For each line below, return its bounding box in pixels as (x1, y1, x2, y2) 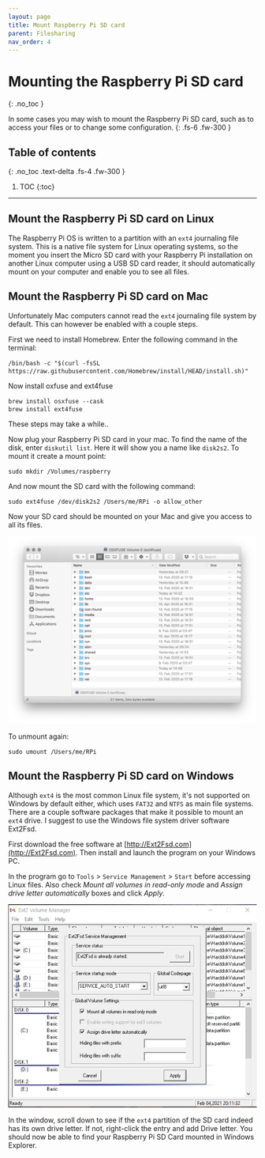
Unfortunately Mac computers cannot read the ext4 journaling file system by (8, 311, 257, 320)
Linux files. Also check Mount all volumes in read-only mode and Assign (8, 880, 243, 889)
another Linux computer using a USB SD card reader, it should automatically (8, 258, 256, 268)
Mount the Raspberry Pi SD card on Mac (8, 289, 209, 304)
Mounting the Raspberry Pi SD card (8, 73, 244, 91)
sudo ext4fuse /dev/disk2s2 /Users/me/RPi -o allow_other (8, 498, 203, 505)
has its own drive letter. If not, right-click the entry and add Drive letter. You (8, 1123, 253, 1133)
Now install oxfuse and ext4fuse (8, 380, 114, 391)
